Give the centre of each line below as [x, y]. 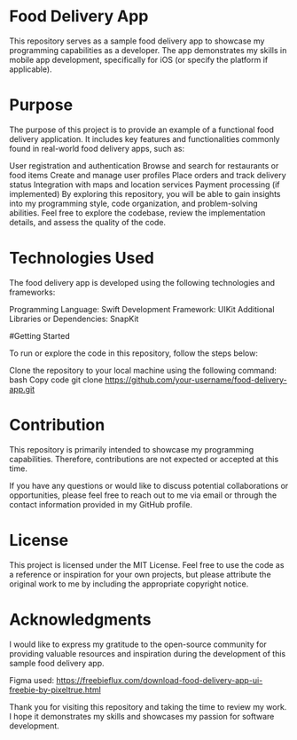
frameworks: [32, 292]
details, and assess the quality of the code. [88, 222]
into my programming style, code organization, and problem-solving [134, 203]
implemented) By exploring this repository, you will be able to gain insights [145, 193]
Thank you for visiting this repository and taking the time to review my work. [148, 706]
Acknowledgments [81, 619]
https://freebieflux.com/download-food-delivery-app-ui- [160, 680]
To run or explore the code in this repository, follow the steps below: [134, 353]
